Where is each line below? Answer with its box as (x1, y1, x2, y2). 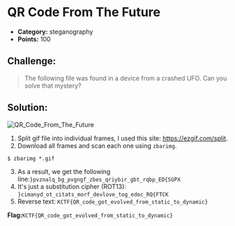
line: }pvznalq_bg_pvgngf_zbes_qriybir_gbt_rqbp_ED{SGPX (17, 175, 181, 183)
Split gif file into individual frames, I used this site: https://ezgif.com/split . (17, 134, 228, 142)
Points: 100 (17, 34, 51, 43)
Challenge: (7, 55, 56, 67)
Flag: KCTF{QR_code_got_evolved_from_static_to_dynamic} (7, 211, 173, 219)
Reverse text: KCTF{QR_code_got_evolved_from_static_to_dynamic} (17, 197, 208, 206)
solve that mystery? (24, 81, 82, 90)
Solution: (7, 102, 48, 114)
